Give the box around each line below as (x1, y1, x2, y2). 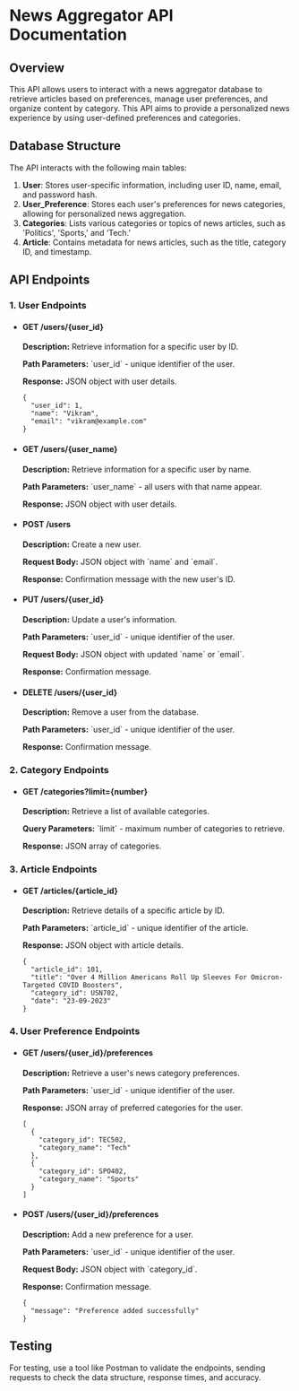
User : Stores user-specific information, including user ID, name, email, (21, 179, 282, 190)
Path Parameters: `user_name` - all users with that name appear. (21, 481, 262, 491)
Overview (9, 60, 65, 75)
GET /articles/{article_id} (21, 885, 118, 896)
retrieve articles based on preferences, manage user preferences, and (9, 93, 269, 104)
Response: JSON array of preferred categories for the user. (21, 1102, 243, 1113)
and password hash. (21, 189, 98, 200)
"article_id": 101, (30, 965, 103, 974)
